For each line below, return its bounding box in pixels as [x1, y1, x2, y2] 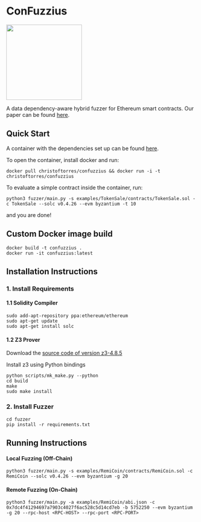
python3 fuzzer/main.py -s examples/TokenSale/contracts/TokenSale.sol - [6, 195, 196, 201]
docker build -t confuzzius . [6, 245, 83, 251]
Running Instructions [6, 438, 88, 448]
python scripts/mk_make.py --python [6, 373, 98, 379]
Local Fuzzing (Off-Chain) [6, 454, 73, 462]
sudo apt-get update [6, 318, 59, 324]
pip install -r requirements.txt [6, 421, 91, 427]
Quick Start [6, 128, 50, 139]
